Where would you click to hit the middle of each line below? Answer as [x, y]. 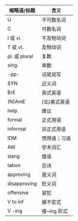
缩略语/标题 [22, 10]
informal [17, 129]
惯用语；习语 [56, 138]
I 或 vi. [14, 38]
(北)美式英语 [56, 102]
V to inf [16, 202]
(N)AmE [16, 102]
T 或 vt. [16, 47]
